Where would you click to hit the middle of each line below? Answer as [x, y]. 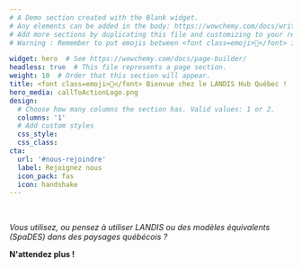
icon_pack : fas [46, 176]
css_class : [38, 143]
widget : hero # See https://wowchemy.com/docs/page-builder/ [128, 59]
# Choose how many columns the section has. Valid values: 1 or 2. [147, 109]
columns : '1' [42, 118]
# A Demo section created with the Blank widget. [104, 18]
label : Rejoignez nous [60, 167]
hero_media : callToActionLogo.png [74, 92]
